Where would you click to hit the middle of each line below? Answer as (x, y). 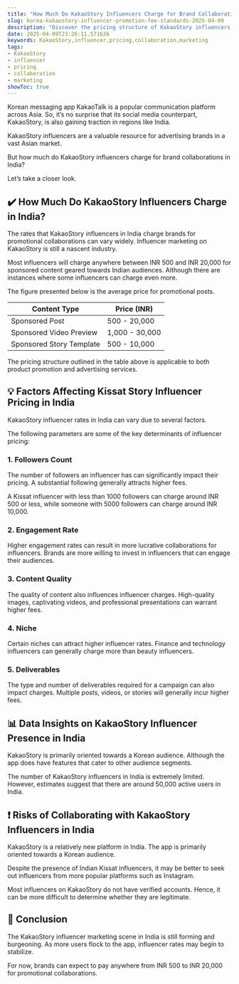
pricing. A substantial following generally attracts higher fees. (97, 483)
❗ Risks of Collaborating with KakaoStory (99, 815)
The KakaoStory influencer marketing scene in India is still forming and (111, 936)
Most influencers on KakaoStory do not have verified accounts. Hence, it (114, 889)
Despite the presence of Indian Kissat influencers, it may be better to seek (116, 868)
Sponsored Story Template (56, 344)
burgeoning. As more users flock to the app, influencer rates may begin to (116, 944)
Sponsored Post (38, 321)
